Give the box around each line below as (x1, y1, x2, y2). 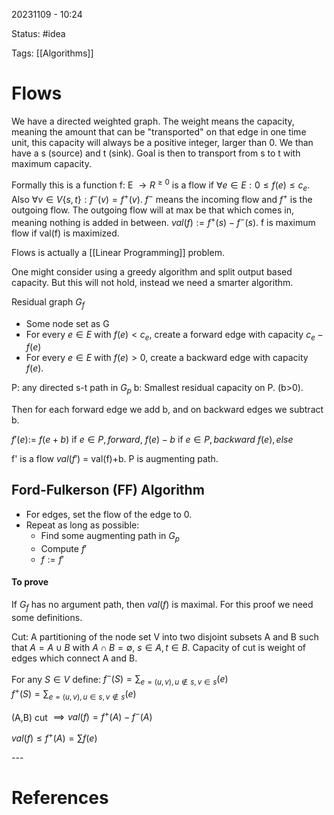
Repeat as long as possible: (25, 519, 140, 531)
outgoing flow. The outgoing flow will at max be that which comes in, (11, 204, 294, 216)
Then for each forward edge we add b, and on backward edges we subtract (11, 404, 324, 416)
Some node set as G (25, 317, 110, 329)
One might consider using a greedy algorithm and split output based (11, 265, 293, 278)
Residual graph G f (11, 295, 86, 310)
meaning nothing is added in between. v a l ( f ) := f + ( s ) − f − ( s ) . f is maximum (11, 215, 316, 228)
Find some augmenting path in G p (40, 529, 180, 544)
